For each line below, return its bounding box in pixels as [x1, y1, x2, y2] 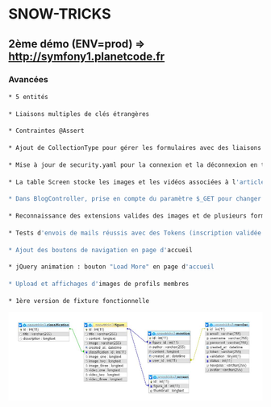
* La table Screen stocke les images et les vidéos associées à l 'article [8, 178, 265, 186]
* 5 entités [8, 93, 48, 101]
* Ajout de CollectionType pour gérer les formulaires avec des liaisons [8, 144, 262, 152]
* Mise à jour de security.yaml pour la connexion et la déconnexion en [8, 160, 258, 169]
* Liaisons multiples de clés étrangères [8, 110, 150, 118]
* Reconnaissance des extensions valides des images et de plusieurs [8, 212, 248, 220]
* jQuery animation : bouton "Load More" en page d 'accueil [8, 263, 215, 271]
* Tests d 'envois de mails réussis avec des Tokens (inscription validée [8, 229, 262, 237]
